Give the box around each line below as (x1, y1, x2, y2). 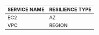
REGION (49, 22, 68, 28)
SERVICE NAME (7, 6, 45, 12)
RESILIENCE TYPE (49, 6, 92, 12)
